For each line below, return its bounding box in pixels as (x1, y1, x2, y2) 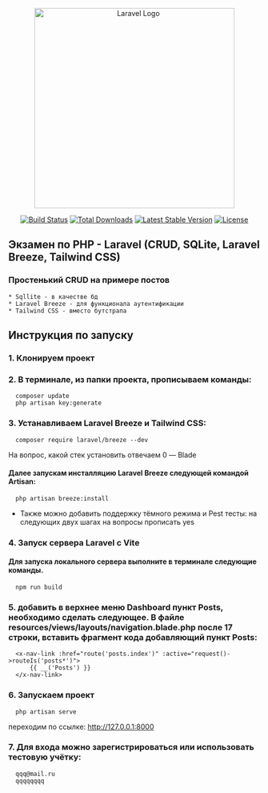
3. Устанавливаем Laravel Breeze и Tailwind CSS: (8, 417, 206, 429)
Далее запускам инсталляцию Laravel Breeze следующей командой (8, 469, 250, 478)
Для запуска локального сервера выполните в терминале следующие (8, 557, 258, 566)
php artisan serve (15, 707, 78, 716)
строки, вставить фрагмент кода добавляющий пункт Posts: (8, 631, 258, 642)
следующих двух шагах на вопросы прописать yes (19, 517, 194, 526)
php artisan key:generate (15, 399, 102, 408)
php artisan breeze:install (15, 494, 110, 502)
